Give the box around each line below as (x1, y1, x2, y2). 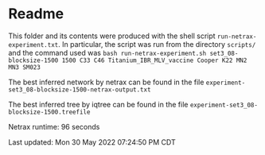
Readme (8, 5, 64, 23)
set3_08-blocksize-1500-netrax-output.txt (8, 85, 151, 94)
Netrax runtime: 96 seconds (8, 122, 100, 131)
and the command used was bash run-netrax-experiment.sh (8, 48, 207, 57)
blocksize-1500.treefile (8, 108, 91, 116)
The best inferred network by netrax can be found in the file (8, 77, 205, 87)
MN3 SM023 (8, 63, 41, 72)
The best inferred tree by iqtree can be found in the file (8, 99, 189, 109)
